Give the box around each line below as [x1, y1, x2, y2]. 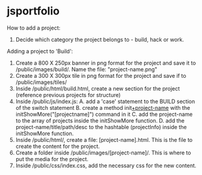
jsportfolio [7, 4, 60, 18]
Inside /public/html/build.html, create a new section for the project [15, 84, 180, 92]
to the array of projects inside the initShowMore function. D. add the [15, 116, 185, 124]
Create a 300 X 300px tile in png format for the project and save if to [15, 72, 186, 79]
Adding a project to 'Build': [7, 47, 73, 55]
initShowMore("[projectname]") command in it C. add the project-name [15, 110, 193, 118]
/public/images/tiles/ [15, 78, 67, 86]
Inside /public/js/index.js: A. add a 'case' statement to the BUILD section [15, 98, 195, 105]
